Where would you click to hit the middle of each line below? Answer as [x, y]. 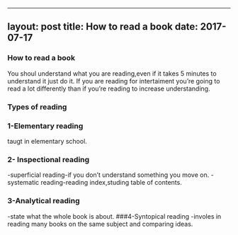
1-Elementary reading [45, 126]
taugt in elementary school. [47, 141]
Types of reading [37, 107]
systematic [23, 183]
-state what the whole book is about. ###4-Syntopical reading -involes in [114, 216]
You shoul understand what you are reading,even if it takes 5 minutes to [112, 73]
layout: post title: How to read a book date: [103, 27]
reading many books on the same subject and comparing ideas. [100, 224]
